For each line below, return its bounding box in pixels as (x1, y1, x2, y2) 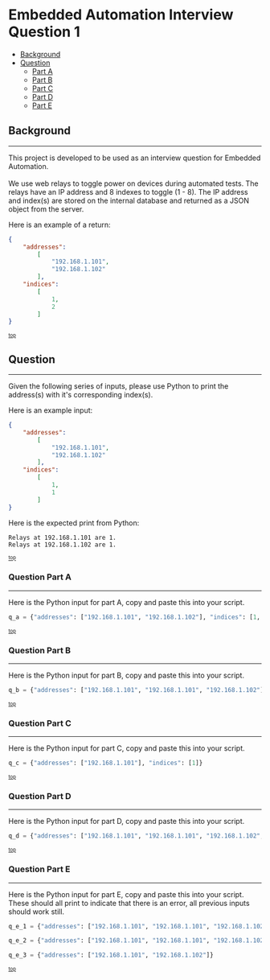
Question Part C (8, 718, 72, 729)
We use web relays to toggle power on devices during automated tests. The (8, 179, 259, 188)
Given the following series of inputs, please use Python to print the (8, 381, 229, 391)
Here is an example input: (8, 406, 93, 415)
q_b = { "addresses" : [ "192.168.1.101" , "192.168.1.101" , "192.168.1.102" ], (8, 686, 268, 694)
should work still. (8, 907, 65, 916)
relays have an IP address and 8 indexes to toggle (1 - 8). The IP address (8, 187, 249, 196)
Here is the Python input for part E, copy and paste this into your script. (8, 889, 244, 899)
